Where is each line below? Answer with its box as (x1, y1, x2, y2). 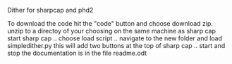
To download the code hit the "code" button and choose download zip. (7, 19, 214, 27)
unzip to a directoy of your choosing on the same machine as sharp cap (7, 27, 216, 35)
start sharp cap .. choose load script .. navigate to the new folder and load (7, 34, 223, 42)
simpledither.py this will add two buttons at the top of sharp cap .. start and (7, 42, 226, 49)
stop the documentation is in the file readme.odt (7, 49, 147, 57)
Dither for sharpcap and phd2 (7, 6, 94, 14)
